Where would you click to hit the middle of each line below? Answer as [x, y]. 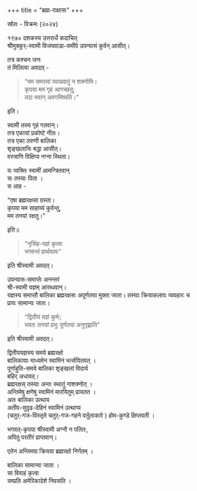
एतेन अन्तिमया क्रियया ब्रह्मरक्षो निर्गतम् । [50, 451]
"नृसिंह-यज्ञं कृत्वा [43, 244]
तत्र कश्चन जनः [24, 60]
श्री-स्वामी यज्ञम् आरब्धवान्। [37, 287]
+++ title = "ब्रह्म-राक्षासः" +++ [45, 10]
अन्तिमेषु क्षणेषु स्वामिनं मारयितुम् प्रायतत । [52, 392]
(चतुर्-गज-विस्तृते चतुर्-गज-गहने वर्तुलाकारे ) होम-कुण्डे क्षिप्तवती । [81, 415]
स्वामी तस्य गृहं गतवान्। [33, 125]
